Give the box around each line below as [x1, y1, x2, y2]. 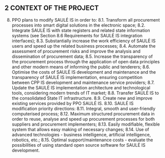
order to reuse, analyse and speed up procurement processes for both [11, 116, 155, 122]
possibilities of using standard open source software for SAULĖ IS [11, 142, 146, 148]
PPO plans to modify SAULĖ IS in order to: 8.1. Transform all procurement [11, 17, 160, 23]
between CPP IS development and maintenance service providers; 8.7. [11, 79, 155, 85]
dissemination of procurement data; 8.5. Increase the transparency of [11, 53, 153, 59]
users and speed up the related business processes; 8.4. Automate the [11, 43, 156, 49]
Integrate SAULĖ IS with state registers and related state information [11, 27, 151, 33]
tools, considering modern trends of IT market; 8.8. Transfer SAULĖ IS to [11, 90, 159, 96]
